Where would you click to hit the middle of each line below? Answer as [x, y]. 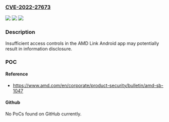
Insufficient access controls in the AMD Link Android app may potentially [82, 43]
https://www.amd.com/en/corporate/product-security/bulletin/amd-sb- [88, 85]
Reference [17, 74]
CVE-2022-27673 [28, 7]
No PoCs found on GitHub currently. [43, 114]
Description [20, 32]
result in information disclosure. [39, 48]
